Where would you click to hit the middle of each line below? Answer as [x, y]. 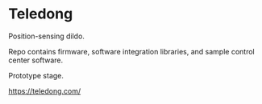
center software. [36, 60]
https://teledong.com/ [45, 91]
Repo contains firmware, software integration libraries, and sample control [132, 51]
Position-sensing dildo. [46, 36]
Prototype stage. [36, 75]
